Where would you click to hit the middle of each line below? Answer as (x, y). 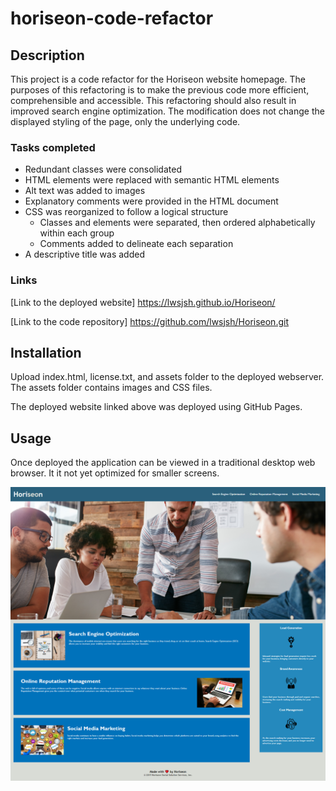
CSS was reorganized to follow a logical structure (126, 212)
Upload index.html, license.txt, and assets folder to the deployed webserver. (167, 377)
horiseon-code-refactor (112, 18)
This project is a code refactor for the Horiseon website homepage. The (158, 79)
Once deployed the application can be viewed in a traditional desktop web (163, 463)
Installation (46, 352)
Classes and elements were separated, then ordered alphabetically (177, 223)
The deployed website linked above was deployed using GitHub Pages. (156, 407)
